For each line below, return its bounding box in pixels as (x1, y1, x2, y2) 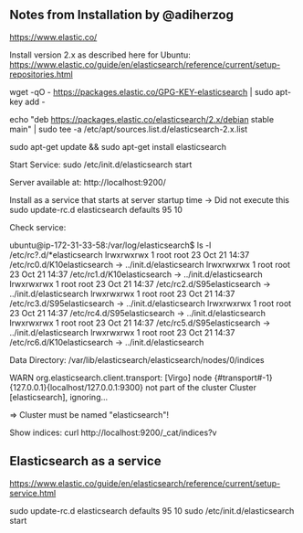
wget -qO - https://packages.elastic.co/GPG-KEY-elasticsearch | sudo (9, 86, 274, 97)
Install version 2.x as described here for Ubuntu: (9, 49, 191, 60)
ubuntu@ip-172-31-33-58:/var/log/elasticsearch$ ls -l (9, 240, 212, 251)
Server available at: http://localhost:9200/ (9, 176, 166, 187)
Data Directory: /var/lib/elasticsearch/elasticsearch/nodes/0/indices (9, 354, 265, 365)
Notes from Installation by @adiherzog (9, 7, 235, 23)
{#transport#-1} (214, 372, 273, 383)
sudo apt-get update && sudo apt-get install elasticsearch (9, 141, 226, 152)
